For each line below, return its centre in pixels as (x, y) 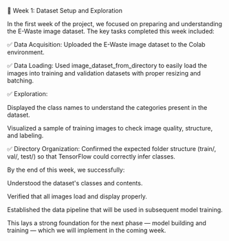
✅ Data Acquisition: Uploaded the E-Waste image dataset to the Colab (106, 44)
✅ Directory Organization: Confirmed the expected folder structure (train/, (112, 149)
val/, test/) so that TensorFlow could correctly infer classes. (91, 157)
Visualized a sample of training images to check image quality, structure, (110, 128)
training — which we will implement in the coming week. (87, 230)
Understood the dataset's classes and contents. (75, 183)
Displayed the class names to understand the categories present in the (107, 107)
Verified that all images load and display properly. (77, 196)
